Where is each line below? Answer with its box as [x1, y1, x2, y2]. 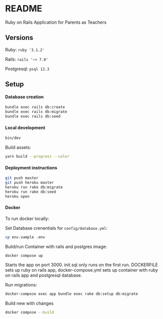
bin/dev [5, 136, 21, 141]
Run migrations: [5, 282, 37, 288]
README [5, 3, 42, 14]
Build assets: [5, 144, 31, 150]
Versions [5, 34, 34, 42]
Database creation [5, 94, 44, 100]
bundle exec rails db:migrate [5, 109, 68, 114]
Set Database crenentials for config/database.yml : [5, 225, 108, 231]
